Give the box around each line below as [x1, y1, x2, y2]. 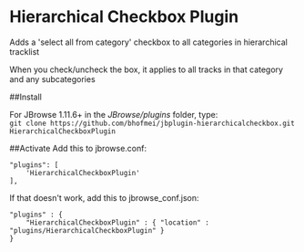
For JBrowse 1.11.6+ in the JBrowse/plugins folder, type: [9, 109, 218, 120]
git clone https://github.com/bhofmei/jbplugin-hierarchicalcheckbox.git [9, 119, 296, 128]
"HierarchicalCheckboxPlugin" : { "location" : [25, 217, 209, 227]
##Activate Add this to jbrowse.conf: [9, 142, 147, 153]
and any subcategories [9, 73, 96, 84]
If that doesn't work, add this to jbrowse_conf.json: [9, 192, 199, 203]
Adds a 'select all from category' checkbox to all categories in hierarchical [9, 37, 289, 47]
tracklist [9, 46, 40, 57]
